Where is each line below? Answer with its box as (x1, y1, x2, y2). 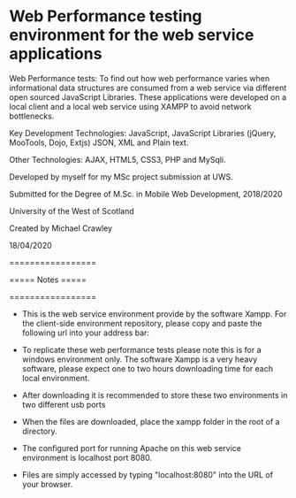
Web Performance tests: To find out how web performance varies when (9, 73, 270, 83)
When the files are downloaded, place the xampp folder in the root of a (21, 416, 280, 426)
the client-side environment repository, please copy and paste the (21, 318, 262, 328)
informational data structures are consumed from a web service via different (9, 82, 287, 93)
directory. (21, 425, 57, 436)
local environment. (21, 372, 90, 383)
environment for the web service (9, 25, 254, 45)
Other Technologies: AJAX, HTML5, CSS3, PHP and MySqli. (9, 154, 227, 165)
